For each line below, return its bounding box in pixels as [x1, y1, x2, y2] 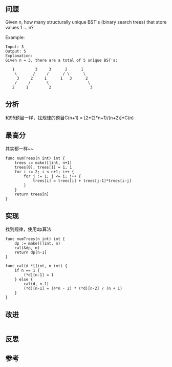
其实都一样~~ [5, 145, 34, 152]
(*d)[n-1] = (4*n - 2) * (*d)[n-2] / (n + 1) [24, 286, 123, 291]
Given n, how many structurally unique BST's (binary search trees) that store [5, 19, 167, 25]
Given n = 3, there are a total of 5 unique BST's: [5, 58, 118, 63]
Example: [5, 34, 25, 40]
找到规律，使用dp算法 [5, 226, 52, 232]
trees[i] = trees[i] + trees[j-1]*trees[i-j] [32, 178, 132, 183]
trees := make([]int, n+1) [14, 160, 72, 166]
